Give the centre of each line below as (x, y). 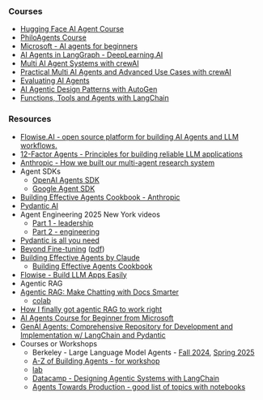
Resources (30, 119)
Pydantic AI (39, 205)
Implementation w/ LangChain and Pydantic (93, 335)
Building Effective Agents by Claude (80, 257)
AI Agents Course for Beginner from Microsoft (97, 317)
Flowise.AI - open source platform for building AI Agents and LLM (129, 136)
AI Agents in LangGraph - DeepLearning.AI (91, 55)
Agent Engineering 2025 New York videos (90, 214)
